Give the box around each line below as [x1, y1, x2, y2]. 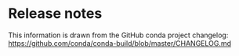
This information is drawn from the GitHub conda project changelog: [8, 30, 229, 40]
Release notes [8, 5, 103, 23]
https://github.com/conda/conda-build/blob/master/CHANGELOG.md [8, 38, 232, 47]
